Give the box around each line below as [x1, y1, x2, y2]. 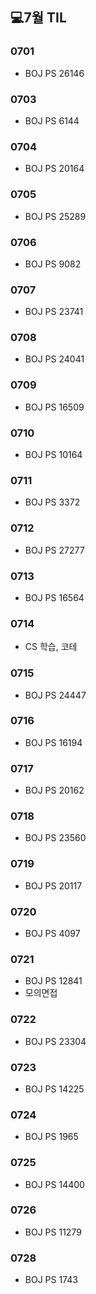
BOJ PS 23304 [24, 1035, 87, 1047]
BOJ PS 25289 [24, 210, 87, 222]
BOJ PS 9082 [24, 258, 82, 270]
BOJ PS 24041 [24, 353, 85, 365]
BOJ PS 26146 [24, 67, 85, 79]
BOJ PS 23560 [24, 832, 87, 844]
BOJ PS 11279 [24, 1226, 82, 1238]
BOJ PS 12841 [24, 975, 83, 987]
